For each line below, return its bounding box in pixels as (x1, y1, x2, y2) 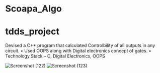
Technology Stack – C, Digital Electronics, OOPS (5, 53, 106, 59)
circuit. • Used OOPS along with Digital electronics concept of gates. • (5, 48, 152, 54)
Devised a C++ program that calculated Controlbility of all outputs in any (5, 42, 155, 48)
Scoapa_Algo (5, 3, 62, 14)
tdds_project (5, 26, 59, 37)
